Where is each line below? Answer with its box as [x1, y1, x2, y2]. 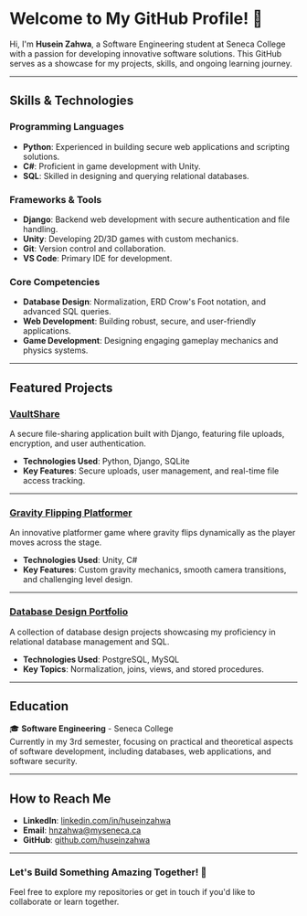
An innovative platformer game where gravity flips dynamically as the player [9, 527, 296, 538]
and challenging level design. [22, 574, 133, 585]
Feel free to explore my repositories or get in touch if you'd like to [9, 887, 256, 898]
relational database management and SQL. [9, 635, 170, 647]
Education [9, 698, 69, 714]
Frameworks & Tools [9, 193, 102, 206]
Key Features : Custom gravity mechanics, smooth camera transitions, [22, 564, 287, 575]
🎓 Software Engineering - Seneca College [9, 723, 174, 734]
